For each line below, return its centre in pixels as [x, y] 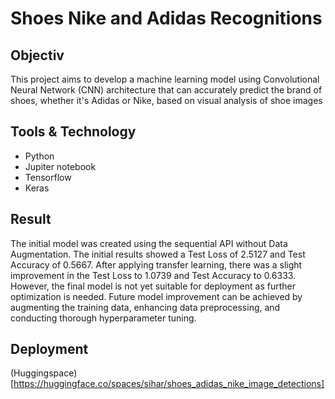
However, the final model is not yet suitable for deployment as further [153, 286]
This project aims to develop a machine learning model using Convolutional [165, 79]
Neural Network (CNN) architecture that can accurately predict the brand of [166, 90]
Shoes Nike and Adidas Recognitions [166, 18]
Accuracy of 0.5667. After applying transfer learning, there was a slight [156, 264]
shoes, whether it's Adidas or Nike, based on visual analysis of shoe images [166, 100]
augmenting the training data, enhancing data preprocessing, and [145, 307]
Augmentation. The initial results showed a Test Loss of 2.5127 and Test [158, 254]
